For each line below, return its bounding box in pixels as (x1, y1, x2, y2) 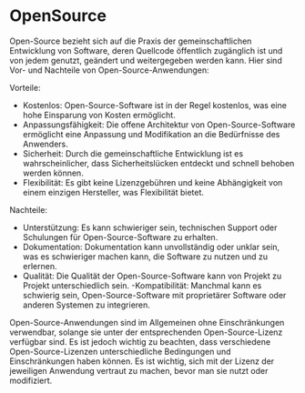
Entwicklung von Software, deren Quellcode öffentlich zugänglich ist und (9, 45, 283, 55)
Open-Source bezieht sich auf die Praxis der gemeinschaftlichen (9, 35, 252, 46)
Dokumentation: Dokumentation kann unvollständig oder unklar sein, (22, 241, 280, 252)
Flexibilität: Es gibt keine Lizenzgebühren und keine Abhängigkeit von (22, 176, 283, 187)
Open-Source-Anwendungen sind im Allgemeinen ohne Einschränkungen (9, 317, 285, 327)
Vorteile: (9, 82, 41, 93)
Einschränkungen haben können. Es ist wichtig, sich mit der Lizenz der (9, 356, 275, 367)
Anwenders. (22, 138, 68, 149)
